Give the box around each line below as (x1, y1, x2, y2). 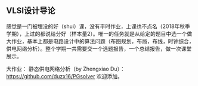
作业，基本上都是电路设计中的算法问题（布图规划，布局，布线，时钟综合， (11, 38, 194, 45)
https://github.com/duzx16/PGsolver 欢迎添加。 (6, 72, 123, 79)
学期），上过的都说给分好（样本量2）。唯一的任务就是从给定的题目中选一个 (6, 30, 187, 37)
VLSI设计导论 (6, 5, 55, 16)
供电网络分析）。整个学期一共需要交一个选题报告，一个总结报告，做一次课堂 (6, 45, 192, 52)
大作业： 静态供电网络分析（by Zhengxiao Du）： (6, 65, 125, 72)
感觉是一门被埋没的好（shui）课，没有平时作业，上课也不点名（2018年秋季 (6, 23, 191, 30)
